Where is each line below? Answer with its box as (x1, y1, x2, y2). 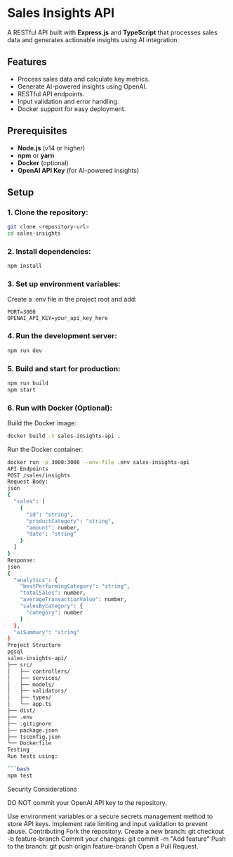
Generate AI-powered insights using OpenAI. (17, 82, 147, 91)
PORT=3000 (7, 309, 36, 316)
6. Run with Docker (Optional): (7, 403, 112, 413)
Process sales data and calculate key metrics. (17, 75, 150, 83)
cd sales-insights (7, 230, 61, 237)
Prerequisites (7, 125, 67, 137)
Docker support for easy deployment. (17, 104, 126, 113)
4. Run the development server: (7, 331, 117, 341)
